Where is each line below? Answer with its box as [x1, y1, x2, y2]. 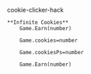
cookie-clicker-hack [7, 6, 64, 14]
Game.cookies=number [19, 37, 78, 44]
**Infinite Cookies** [7, 19, 69, 26]
